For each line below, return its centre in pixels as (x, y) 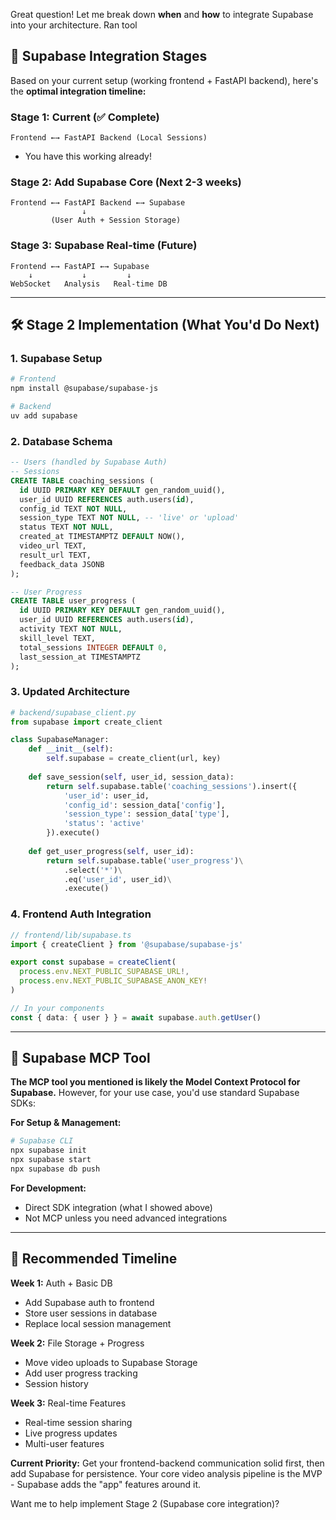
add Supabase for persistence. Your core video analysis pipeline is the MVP (166, 1473)
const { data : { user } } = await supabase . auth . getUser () (136, 1017)
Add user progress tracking (81, 1373)
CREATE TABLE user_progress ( (73, 601)
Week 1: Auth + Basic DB (61, 1283)
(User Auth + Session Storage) (116, 220)
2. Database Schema (61, 441)
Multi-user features (64, 1443)
